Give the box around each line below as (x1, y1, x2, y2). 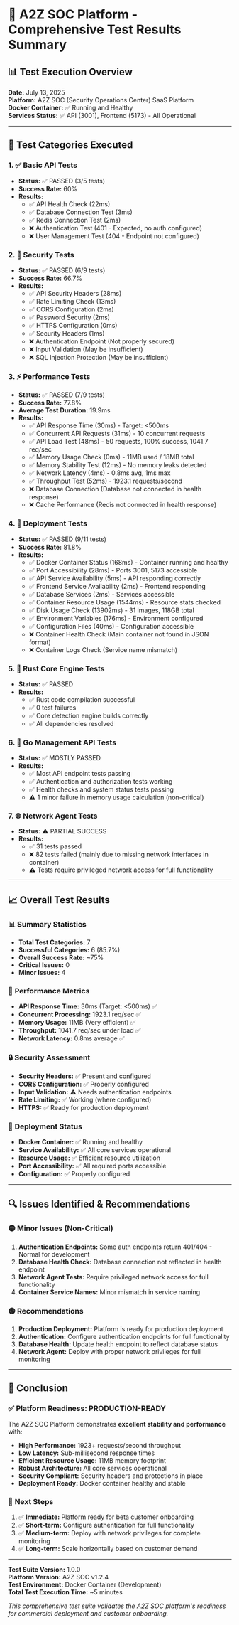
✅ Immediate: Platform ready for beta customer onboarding (18, 1513, 194, 1521)
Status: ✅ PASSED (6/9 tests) (18, 266, 106, 275)
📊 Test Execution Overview (8, 65, 133, 78)
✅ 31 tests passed (28, 842, 82, 851)
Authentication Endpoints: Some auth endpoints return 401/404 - (18, 1242, 213, 1251)
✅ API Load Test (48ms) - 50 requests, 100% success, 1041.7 (28, 437, 209, 446)
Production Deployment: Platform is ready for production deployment (18, 1325, 223, 1333)
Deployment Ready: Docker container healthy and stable (18, 1479, 187, 1487)
